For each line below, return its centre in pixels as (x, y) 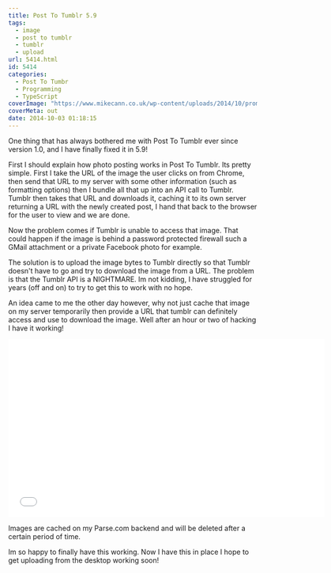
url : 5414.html (33, 60)
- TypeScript (37, 96)
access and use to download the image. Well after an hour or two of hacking (132, 319)
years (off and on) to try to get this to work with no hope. (101, 287)
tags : (17, 23)
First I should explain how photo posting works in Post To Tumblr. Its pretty (130, 164)
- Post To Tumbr (42, 81)
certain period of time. (45, 536)
